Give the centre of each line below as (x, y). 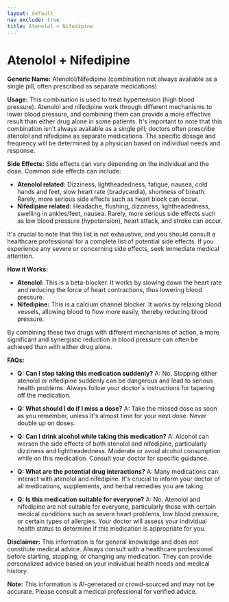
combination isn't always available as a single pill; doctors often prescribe (111, 129)
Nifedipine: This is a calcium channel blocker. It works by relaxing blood (119, 304)
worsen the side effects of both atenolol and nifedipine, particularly (112, 444)
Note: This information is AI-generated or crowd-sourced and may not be (111, 584)
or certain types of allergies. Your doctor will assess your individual (112, 521)
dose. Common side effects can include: (64, 171)
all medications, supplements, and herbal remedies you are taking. (111, 486)
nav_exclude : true (33, 20)
